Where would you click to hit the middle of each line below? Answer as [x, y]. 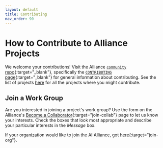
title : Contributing [26, 14]
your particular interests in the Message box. [50, 125]
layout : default [22, 10]
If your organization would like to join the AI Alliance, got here [67, 135]
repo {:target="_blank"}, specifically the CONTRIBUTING [58, 72]
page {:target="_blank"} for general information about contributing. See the [81, 77]
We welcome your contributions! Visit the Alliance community [66, 67]
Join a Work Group [34, 98]
